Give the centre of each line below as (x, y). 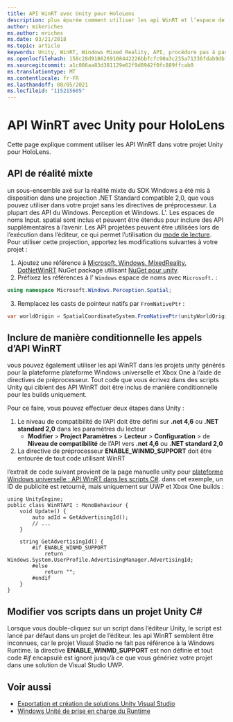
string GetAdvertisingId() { (62, 542)
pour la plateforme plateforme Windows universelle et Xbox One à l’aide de (114, 372)
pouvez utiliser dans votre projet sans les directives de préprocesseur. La (112, 205)
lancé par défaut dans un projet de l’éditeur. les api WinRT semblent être (110, 636)
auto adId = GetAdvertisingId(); (80, 517)
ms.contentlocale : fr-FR (43, 78)
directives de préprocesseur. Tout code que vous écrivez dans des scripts (113, 380)
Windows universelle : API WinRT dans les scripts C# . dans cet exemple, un (115, 479)
